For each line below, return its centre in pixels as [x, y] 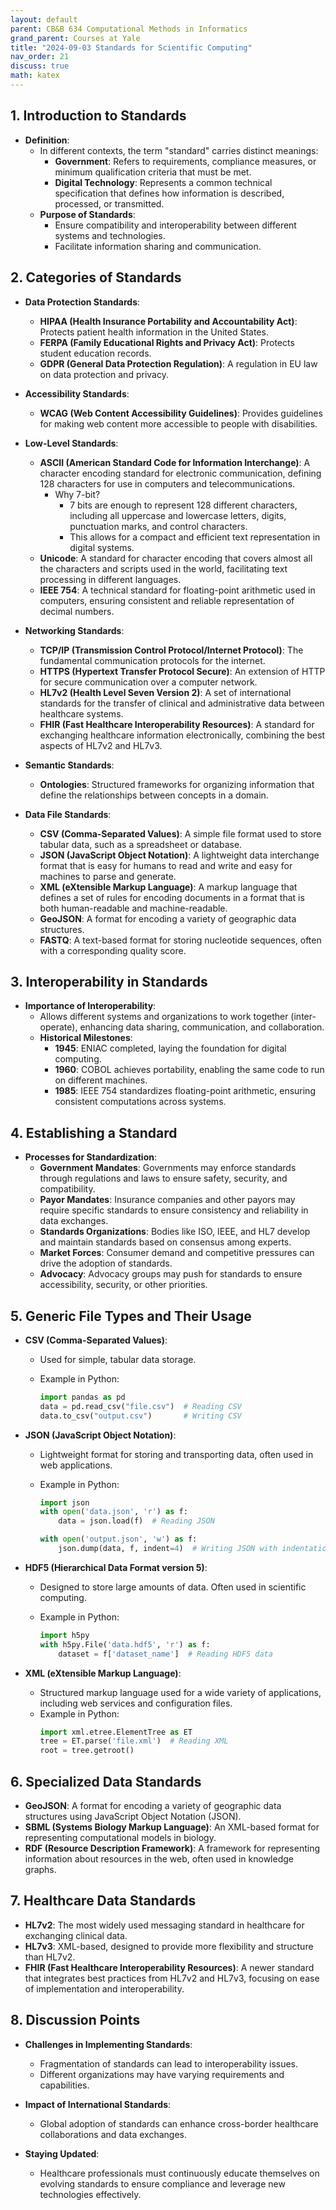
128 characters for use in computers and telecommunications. [167, 483]
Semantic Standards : [69, 765]
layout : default [44, 19]
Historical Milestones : [86, 1038]
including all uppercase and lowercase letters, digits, [178, 515]
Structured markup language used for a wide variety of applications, [180, 1692]
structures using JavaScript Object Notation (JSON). [133, 1816]
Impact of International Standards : [98, 2104]
